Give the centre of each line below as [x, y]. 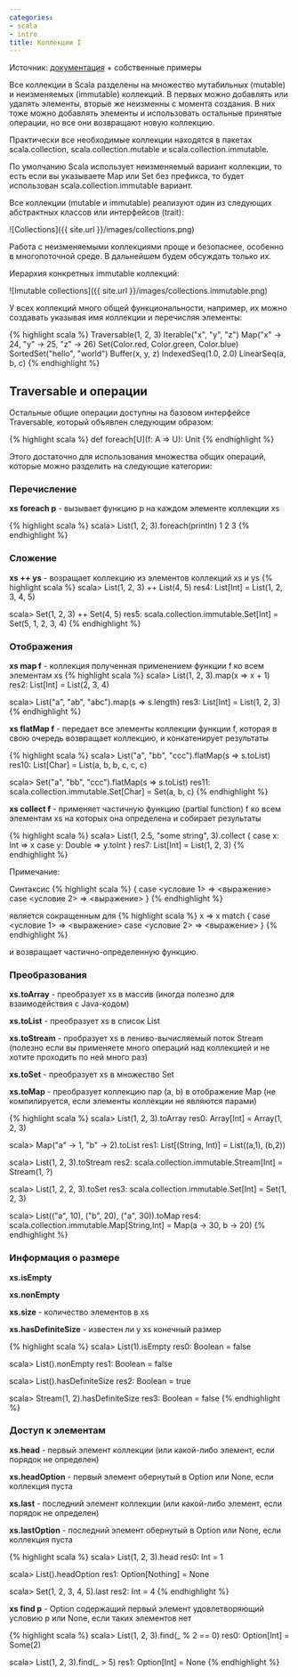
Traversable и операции [79, 391]
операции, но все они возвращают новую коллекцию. [112, 123]
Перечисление [43, 489]
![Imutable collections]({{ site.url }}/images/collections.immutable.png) [139, 291]
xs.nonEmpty [35, 1294]
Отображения [41, 647]
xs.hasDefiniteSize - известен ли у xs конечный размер [116, 1329]
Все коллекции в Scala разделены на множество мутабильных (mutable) [148, 85]
